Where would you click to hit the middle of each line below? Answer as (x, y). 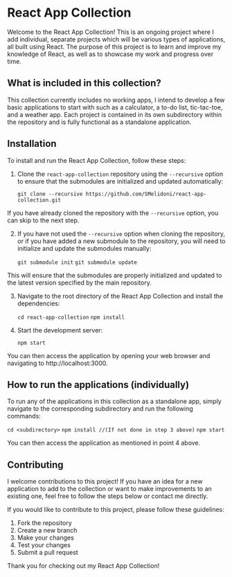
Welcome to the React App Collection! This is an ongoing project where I (111, 32)
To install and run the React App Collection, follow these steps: (97, 160)
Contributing (35, 464)
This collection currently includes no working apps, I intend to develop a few (116, 100)
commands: (24, 416)
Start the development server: (60, 330)
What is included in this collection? (84, 83)
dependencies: (38, 303)
